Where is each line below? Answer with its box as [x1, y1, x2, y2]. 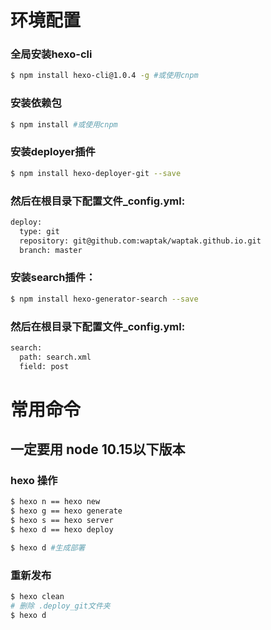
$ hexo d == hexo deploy [10, 525, 114, 535]
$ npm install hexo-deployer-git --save [10, 168, 182, 178]
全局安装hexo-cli [10, 47, 93, 61]
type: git [19, 226, 60, 236]
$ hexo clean [10, 592, 65, 602]
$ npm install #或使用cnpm [10, 119, 118, 130]
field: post [19, 361, 70, 371]
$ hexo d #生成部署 [10, 542, 86, 553]
